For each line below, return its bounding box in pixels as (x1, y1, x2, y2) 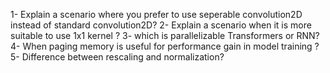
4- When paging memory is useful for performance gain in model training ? (10, 40, 320, 52)
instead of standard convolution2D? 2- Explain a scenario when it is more (10, 19, 312, 31)
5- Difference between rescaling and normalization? (10, 51, 225, 63)
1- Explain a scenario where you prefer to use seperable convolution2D (10, 9, 303, 20)
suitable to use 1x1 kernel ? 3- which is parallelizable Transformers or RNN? (10, 30, 320, 41)
